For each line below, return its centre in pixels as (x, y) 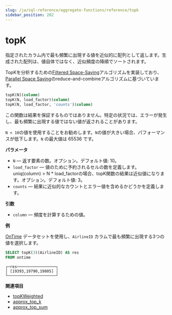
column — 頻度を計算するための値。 (50, 215)
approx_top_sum (30, 307)
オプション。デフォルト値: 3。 (53, 180)
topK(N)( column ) (23, 95)
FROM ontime (18, 257)
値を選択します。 (23, 243)
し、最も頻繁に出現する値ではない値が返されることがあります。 (73, 122)
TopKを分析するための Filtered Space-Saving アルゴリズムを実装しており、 (83, 72)
